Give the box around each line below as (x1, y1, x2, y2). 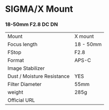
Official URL (7, 97, 35, 104)
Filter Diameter (7, 81, 42, 88)
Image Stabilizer (7, 65, 45, 72)
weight (7, 89, 24, 96)
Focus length (7, 41, 38, 48)
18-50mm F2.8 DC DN (5, 21, 58, 28)
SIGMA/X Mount (5, 3, 74, 15)
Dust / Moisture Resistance (7, 73, 70, 80)
